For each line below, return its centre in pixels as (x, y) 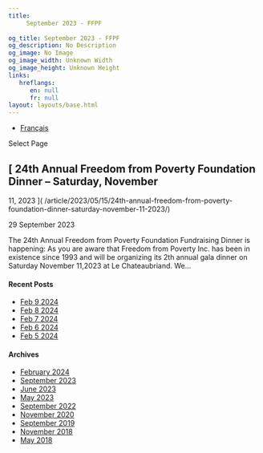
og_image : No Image (41, 53)
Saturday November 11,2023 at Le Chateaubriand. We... (100, 265)
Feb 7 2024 (39, 319)
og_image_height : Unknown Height (64, 68)
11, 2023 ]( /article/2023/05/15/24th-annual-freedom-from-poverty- (120, 200)
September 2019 (47, 423)
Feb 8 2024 (39, 310)
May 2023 (37, 398)
